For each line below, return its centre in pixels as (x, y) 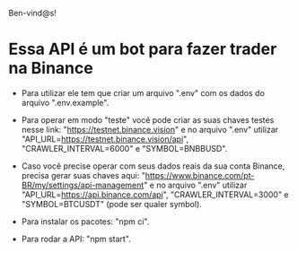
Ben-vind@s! (33, 13)
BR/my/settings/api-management (83, 185)
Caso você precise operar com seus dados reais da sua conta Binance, (153, 166)
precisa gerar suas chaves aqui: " (83, 175)
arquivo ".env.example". (65, 102)
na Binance (51, 69)
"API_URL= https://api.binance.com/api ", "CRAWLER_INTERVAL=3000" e (155, 194)
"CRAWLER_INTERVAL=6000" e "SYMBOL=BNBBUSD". (124, 148)
